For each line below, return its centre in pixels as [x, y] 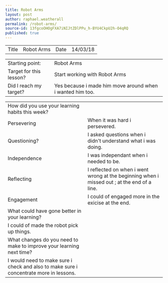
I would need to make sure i [40, 260]
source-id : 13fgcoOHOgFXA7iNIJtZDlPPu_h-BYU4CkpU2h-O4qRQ [67, 29]
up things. [19, 232]
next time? [20, 252]
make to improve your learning [43, 246]
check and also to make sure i [43, 267]
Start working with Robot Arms [90, 74]
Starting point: [24, 63]
